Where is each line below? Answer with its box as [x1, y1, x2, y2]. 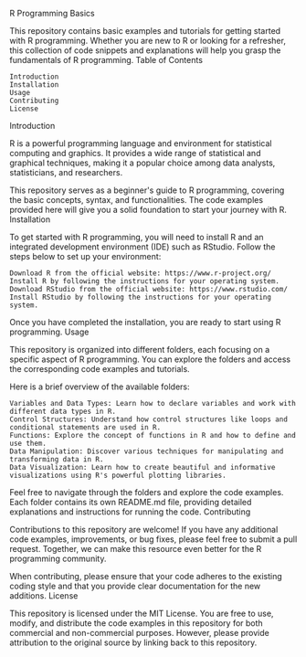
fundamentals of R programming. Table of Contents [9, 55, 204, 65]
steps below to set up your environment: [9, 251, 162, 261]
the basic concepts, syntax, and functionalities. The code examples [9, 195, 263, 205]
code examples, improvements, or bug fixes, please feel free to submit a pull [9, 534, 298, 545]
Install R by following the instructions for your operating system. [9, 277, 280, 286]
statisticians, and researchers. [9, 167, 123, 177]
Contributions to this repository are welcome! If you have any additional [9, 525, 279, 535]
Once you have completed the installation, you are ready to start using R [9, 317, 281, 327]
